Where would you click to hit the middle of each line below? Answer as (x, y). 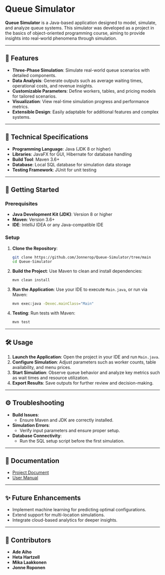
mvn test (21, 322)
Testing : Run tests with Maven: (43, 313)
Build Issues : (26, 415)
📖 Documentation (32, 460)
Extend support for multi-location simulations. (58, 515)
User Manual (25, 478)
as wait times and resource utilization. (51, 378)
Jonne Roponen (29, 567)
